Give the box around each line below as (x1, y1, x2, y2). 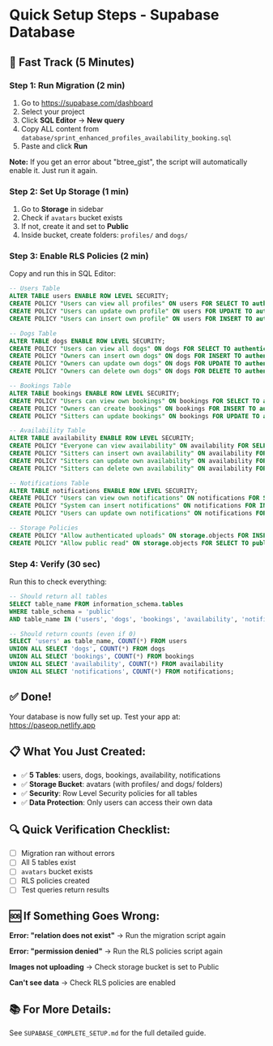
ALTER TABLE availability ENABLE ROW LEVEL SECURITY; (9, 434, 195, 443)
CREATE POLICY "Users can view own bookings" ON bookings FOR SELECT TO (9, 396, 260, 405)
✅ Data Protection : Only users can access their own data (20, 797, 213, 807)
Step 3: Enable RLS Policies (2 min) (9, 250, 149, 261)
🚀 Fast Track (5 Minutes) (9, 55, 135, 69)
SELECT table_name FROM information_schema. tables (9, 599, 184, 608)
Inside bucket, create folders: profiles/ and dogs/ (20, 230, 189, 240)
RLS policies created (20, 875, 90, 886)
